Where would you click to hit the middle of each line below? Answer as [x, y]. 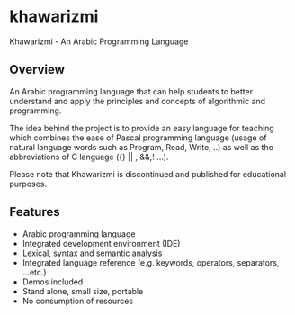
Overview [37, 70]
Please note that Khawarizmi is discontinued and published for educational [147, 174]
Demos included [53, 282]
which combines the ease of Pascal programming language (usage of [138, 138]
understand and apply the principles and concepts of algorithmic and [138, 101]
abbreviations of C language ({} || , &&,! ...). [89, 157]
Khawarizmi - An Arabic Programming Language [99, 41]
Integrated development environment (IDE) [101, 243]
